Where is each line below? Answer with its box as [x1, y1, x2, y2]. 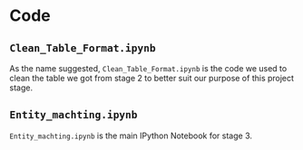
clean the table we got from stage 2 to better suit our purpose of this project [9, 73, 295, 83]
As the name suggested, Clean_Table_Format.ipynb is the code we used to [9, 63, 288, 73]
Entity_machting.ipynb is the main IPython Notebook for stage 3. [9, 130, 252, 141]
